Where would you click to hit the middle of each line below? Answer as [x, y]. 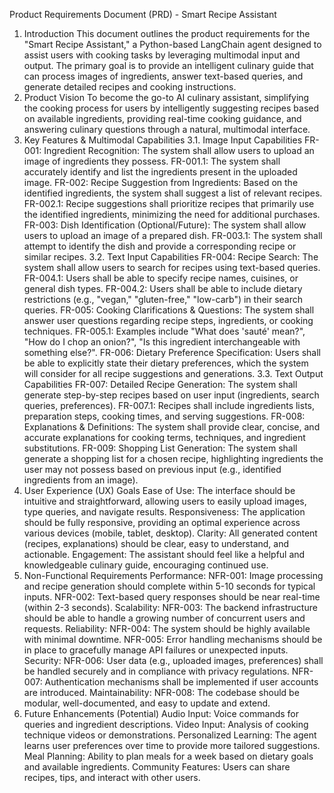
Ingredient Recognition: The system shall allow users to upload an [179, 150]
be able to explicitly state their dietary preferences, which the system [166, 363]
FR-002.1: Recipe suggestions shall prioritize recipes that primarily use [169, 203]
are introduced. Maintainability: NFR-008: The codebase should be [161, 692]
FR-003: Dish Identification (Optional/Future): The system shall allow [165, 225]
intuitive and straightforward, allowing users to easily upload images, [165, 501]
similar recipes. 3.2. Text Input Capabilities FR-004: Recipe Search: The [171, 257]
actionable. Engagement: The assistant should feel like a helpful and [164, 554]
